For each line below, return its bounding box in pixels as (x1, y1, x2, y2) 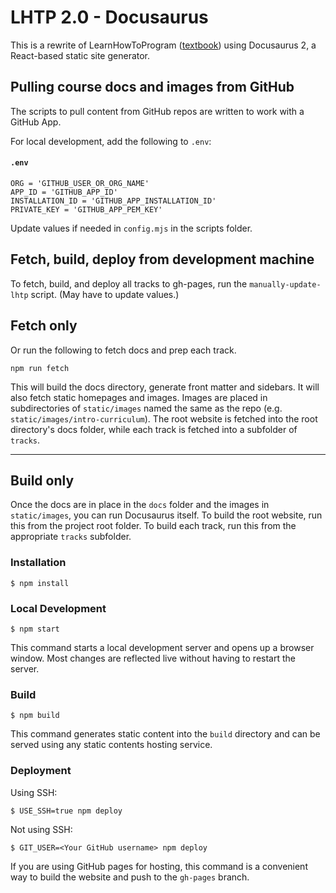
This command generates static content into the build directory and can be (10, 728, 321, 740)
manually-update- (249, 279, 322, 290)
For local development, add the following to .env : (10, 135, 212, 147)
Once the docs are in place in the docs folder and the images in (10, 499, 270, 511)
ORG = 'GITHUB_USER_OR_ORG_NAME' (10, 178, 150, 188)
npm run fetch (10, 363, 70, 373)
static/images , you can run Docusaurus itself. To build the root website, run (10, 509, 323, 521)
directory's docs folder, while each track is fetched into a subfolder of (10, 423, 298, 435)
